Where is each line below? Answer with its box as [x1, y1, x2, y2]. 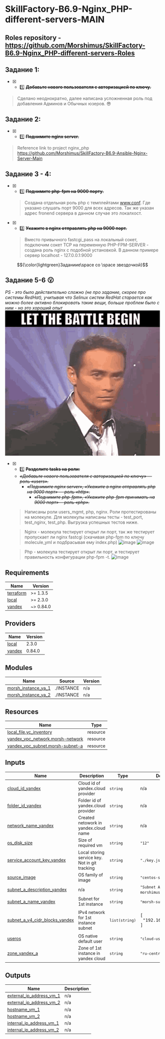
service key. [78, 854, 103, 860]
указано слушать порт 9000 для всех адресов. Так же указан [24, 205, 154, 211]
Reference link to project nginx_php [17, 145, 89, 151]
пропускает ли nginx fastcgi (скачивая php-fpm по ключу [24, 534, 145, 540]
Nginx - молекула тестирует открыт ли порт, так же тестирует [24, 529, 155, 535]
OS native [78, 933, 98, 939]
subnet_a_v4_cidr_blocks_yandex [7, 917, 74, 923]
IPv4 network [78, 909, 106, 915]
